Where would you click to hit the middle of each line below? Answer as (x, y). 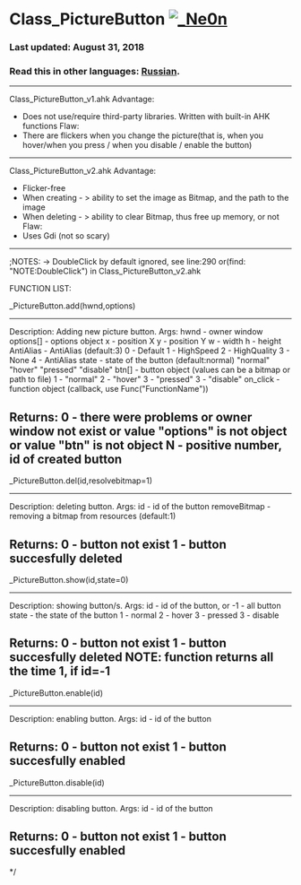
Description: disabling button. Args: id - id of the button (111, 808)
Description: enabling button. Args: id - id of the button (111, 718)
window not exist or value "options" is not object (148, 431)
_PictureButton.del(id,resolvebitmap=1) (81, 481)
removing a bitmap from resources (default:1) (93, 516)
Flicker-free (44, 188)
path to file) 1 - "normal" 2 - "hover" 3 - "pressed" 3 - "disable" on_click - (145, 379)
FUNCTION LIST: (40, 289)
